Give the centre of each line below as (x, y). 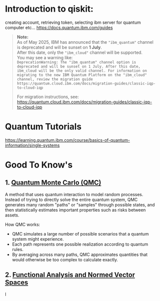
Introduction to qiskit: (49, 9)
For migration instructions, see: (48, 97)
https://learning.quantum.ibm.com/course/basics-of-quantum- (68, 140)
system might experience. (38, 239)
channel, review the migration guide (55, 79)
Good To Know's (39, 165)
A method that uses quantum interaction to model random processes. (74, 194)
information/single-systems (32, 145)
